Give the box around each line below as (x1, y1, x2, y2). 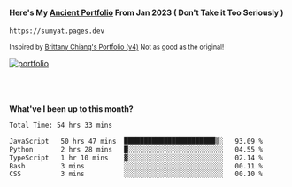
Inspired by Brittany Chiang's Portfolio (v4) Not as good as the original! (9, 43, 224, 52)
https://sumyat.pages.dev (9, 27, 104, 35)
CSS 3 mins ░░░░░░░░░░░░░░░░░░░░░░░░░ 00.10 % (9, 169, 264, 179)
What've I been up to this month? (9, 104, 134, 114)
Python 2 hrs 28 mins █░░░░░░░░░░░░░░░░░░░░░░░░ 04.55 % (9, 144, 264, 154)
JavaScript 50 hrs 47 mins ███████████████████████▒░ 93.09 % (9, 136, 264, 145)
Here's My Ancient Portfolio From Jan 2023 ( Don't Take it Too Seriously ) (9, 7, 284, 18)
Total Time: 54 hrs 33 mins (9, 121, 113, 130)
